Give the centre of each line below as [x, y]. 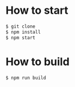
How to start [37, 10]
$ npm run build [26, 78]
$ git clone [20, 26]
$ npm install [23, 32]
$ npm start [20, 37]
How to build [37, 61]
